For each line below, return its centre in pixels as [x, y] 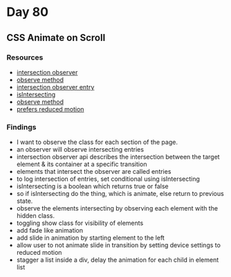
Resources [25, 57]
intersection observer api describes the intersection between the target [118, 157]
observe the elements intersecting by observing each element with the [117, 208]
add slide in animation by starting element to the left [91, 238]
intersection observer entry [55, 87]
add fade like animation [50, 231]
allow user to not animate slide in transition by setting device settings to [118, 245]
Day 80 [28, 12]
